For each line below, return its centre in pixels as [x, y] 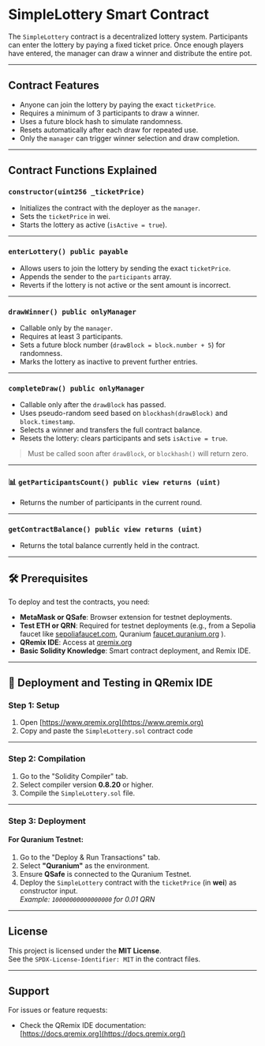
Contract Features [54, 86]
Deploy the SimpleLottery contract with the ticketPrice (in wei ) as [128, 882]
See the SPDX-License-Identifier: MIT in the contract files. [105, 959]
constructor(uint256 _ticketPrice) [77, 192]
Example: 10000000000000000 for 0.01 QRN [87, 899]
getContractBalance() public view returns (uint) [105, 529]
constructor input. [49, 890]
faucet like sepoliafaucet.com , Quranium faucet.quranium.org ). [123, 633]
